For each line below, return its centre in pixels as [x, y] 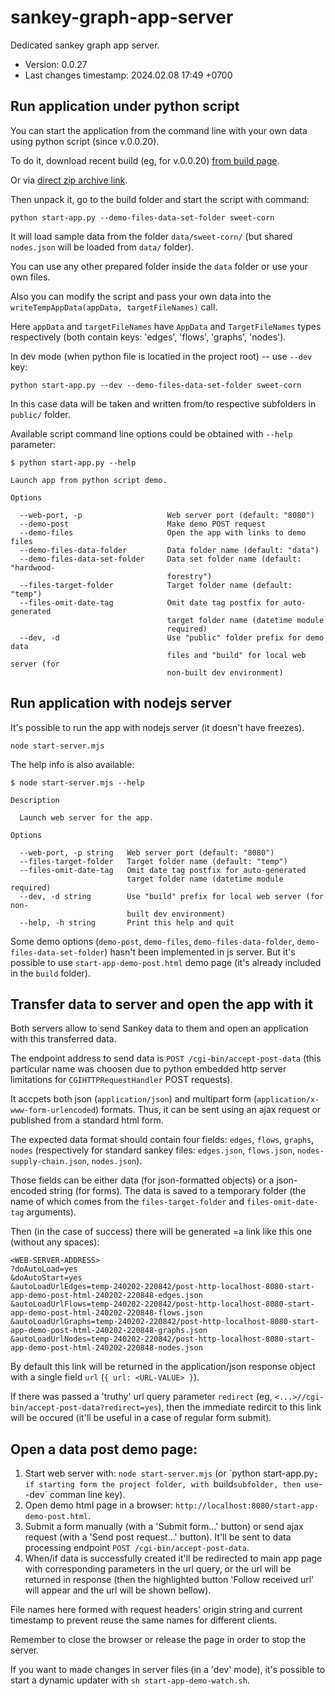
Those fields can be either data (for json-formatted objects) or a [142, 1180]
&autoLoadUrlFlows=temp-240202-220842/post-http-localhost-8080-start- [162, 1304]
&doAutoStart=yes [46, 1278]
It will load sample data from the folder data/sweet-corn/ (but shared [151, 236]
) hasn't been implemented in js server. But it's [200, 952]
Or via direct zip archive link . [69, 180]
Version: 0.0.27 [56, 64]
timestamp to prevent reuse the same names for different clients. [144, 1620]
